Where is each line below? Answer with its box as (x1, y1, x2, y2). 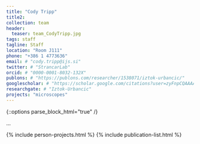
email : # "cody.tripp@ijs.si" (6, 58, 82, 64)
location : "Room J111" (6, 48, 62, 54)
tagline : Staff (6, 42, 44, 48)
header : (6, 25, 26, 32)
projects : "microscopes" (6, 92, 68, 98)
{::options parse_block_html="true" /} (6, 108, 98, 115)
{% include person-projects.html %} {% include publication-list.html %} (6, 131, 182, 138)
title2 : (6, 14, 26, 20)
